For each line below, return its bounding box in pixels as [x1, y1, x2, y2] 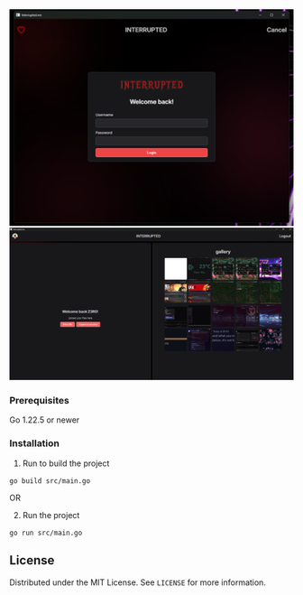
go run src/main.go [9, 528, 83, 537]
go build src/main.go [9, 476, 91, 486]
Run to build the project [22, 458, 110, 469]
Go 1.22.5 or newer [9, 414, 80, 425]
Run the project [22, 509, 80, 520]
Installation [9, 437, 60, 450]
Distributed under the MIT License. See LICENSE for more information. [9, 577, 266, 588]
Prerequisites [9, 395, 69, 407]
